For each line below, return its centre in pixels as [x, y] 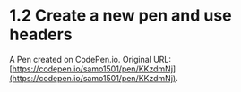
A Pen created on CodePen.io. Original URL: [90, 59]
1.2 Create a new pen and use [120, 16]
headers [41, 34]
